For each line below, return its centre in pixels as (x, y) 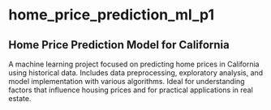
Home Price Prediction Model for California (119, 45)
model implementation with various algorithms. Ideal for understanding (127, 81)
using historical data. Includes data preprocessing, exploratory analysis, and (136, 73)
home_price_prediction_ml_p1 (112, 15)
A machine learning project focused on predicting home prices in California (134, 64)
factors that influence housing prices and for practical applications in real (131, 90)
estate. (20, 98)
